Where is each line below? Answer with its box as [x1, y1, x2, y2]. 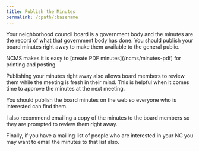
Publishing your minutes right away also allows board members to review [6, 72, 185, 79]
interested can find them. [6, 102, 68, 110]
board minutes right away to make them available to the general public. [6, 43, 180, 50]
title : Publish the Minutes [6, 8, 76, 15]
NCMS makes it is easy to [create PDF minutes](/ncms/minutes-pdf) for [6, 54, 181, 62]
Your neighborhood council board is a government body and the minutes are [6, 30, 194, 37]
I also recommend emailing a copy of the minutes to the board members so [6, 114, 190, 121]
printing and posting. [6, 60, 58, 68]
